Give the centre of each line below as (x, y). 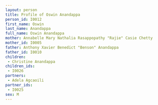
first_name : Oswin (25, 24)
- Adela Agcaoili (26, 80)
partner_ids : (19, 85)
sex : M (12, 94)
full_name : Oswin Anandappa (35, 33)
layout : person (21, 10)
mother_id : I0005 (24, 43)
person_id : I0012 (24, 19)
